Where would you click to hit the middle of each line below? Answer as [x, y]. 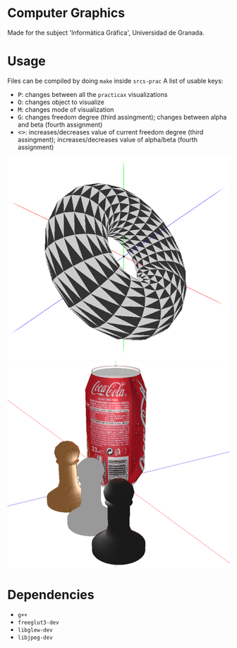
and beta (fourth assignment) [60, 125]
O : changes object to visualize [61, 102]
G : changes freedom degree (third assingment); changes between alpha [122, 117]
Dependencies [51, 595]
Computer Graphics [66, 13]
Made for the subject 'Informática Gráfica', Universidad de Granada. [106, 33]
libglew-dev [35, 630]
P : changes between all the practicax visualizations [92, 94]
